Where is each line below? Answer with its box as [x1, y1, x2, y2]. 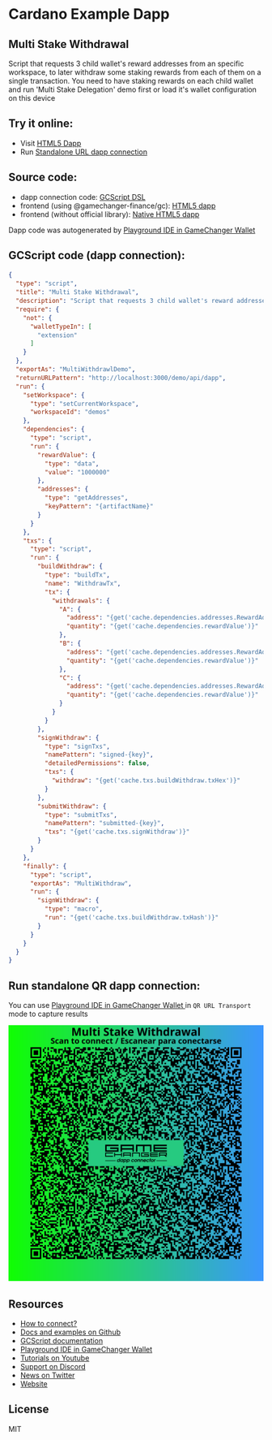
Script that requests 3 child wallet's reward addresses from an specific [8, 58, 244, 68]
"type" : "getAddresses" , [44, 494, 129, 502]
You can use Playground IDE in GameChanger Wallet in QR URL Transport [8, 1001, 252, 1010]
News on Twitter [19, 1370, 75, 1380]
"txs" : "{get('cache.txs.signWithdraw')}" [44, 828, 190, 837]
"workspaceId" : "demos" [29, 408, 111, 417]
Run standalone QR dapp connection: [8, 979, 201, 992]
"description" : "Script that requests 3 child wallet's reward [15, 297, 233, 305]
